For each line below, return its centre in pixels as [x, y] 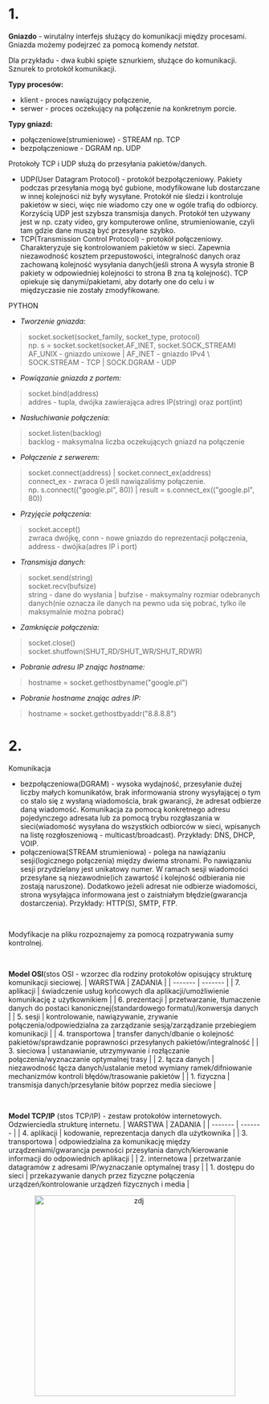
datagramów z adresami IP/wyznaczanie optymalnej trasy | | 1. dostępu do [132, 1167]
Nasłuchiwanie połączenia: [65, 417]
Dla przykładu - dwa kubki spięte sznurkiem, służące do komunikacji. [122, 60]
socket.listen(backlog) [65, 433]
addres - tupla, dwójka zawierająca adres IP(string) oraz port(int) [135, 401]
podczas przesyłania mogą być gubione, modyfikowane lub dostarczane [140, 187]
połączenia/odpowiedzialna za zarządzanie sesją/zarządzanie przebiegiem [132, 1025]
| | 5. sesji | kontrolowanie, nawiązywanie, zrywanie [93, 1016]
